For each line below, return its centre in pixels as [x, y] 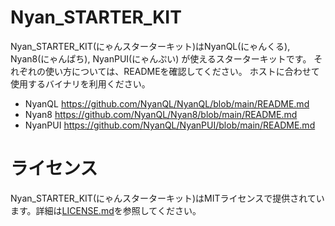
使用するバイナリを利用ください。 [80, 83]
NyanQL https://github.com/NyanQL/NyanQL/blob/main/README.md [167, 103]
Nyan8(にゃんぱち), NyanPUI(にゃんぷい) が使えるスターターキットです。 [161, 58]
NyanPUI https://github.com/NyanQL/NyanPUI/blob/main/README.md [170, 125]
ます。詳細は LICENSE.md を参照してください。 [106, 210]
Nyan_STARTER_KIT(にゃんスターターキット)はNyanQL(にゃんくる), [150, 46]
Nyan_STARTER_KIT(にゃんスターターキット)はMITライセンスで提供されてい [167, 198]
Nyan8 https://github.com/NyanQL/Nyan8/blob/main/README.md [161, 114]
